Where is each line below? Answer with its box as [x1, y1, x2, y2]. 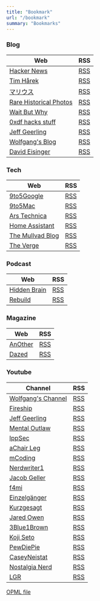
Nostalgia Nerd [9, 563, 53, 571]
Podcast [6, 259, 32, 268]
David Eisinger [9, 147, 50, 156]
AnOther [9, 340, 33, 348]
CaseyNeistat [9, 553, 48, 561]
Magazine [6, 314, 36, 322]
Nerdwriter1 [9, 463, 44, 472]
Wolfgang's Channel [9, 394, 67, 403]
